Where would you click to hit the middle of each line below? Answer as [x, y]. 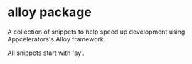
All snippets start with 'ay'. [46, 53]
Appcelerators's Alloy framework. [57, 39]
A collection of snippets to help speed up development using [96, 32]
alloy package [50, 12]
